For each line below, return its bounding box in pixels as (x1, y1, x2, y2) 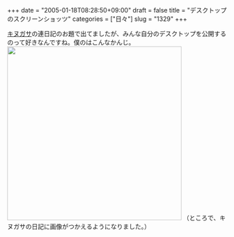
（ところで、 (182, 214, 220, 222)
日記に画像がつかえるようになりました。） (31, 222, 151, 231)
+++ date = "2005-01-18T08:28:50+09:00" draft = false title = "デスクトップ (7, 6, 227, 14)
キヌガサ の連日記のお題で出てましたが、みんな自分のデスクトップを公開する (7, 30, 227, 38)
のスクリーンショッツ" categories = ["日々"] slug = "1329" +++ (7, 15, 188, 23)
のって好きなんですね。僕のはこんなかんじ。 (7, 38, 135, 47)
